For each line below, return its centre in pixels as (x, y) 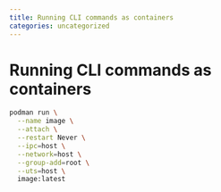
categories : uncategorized (59, 26)
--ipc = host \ (42, 146)
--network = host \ (50, 154)
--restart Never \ (52, 138)
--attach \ (38, 129)
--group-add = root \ (54, 163)
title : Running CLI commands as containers (92, 17)
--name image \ (46, 121)
